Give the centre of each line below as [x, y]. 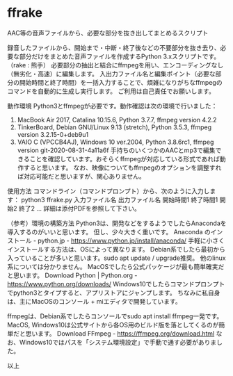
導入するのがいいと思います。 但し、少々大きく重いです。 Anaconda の [109, 231]
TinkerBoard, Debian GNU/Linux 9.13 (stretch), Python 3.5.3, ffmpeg [114, 127]
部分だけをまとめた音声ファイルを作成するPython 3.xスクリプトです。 [120, 56]
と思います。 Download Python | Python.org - [72, 275]
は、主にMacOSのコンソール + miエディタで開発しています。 [95, 301]
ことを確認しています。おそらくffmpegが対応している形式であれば [125, 158]
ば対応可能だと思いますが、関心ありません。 [81, 176]
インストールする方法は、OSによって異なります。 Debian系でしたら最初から [116, 249]
